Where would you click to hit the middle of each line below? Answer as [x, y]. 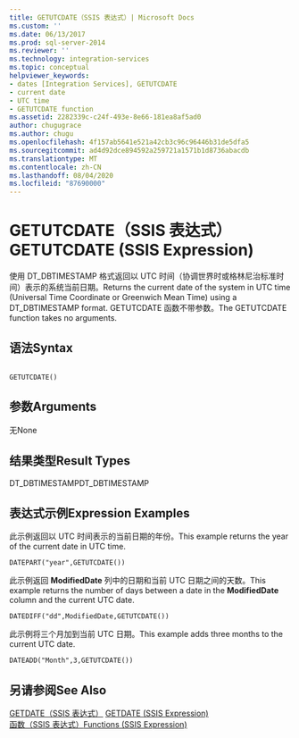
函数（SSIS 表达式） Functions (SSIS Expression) [98, 725]
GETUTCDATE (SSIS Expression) [132, 250]
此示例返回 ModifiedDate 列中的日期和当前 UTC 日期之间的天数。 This [137, 581]
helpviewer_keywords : [50, 76]
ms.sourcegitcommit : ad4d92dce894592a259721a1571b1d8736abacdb [129, 150]
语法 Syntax [41, 348]
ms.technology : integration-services [79, 59]
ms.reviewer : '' [39, 51]
